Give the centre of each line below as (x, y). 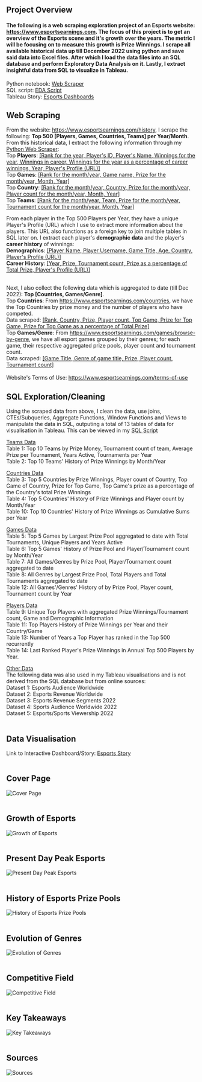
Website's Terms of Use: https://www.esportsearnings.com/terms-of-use (97, 378)
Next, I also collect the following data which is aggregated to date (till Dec (97, 288)
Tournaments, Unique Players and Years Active (65, 543)
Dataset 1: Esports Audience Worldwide (55, 688)
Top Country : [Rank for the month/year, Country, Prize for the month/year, (98, 188)
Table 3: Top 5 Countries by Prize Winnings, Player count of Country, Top (97, 480)
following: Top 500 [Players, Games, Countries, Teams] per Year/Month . (98, 136)
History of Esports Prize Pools (63, 898)
